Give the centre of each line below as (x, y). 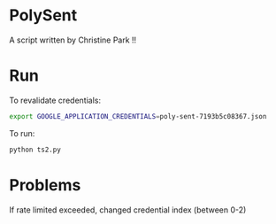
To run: (22, 133)
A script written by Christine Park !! (73, 40)
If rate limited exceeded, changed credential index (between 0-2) (128, 210)
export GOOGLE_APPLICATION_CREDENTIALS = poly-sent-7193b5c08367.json (138, 116)
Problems (45, 185)
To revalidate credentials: (55, 100)
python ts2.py (35, 150)
